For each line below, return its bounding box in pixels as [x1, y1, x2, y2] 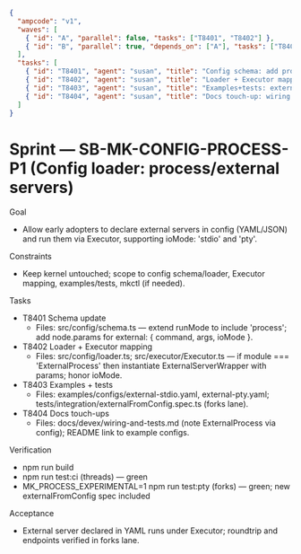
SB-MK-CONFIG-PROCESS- [79, 139, 289, 159]
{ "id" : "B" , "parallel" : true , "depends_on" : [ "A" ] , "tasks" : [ [25, 41, 275, 51]
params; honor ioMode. [35, 370, 123, 381]
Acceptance [9, 508, 55, 519]
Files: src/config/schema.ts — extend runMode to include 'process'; [35, 322, 288, 333]
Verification [9, 444, 52, 455]
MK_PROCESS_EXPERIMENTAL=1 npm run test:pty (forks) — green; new [21, 481, 291, 492]
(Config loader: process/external [30, 158, 280, 179]
